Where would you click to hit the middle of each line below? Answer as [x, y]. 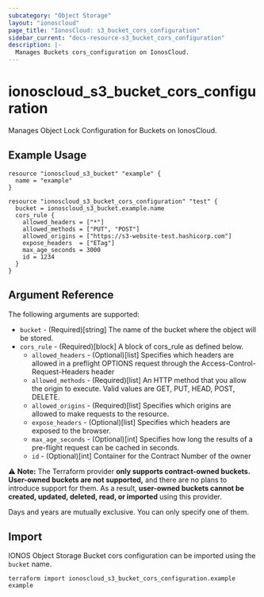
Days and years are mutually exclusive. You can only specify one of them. [129, 511]
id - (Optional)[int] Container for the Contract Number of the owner [141, 456]
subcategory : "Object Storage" [60, 15]
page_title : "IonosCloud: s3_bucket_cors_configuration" [104, 30]
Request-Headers [60, 371]
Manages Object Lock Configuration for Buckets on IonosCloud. [113, 130]
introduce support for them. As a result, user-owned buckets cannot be [126, 488]
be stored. [36, 338]
